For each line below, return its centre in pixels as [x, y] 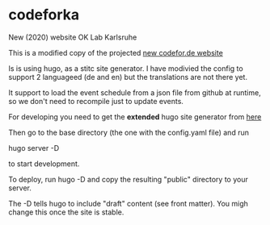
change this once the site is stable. [66, 212]
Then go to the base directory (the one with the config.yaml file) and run [129, 132]
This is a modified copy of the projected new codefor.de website [116, 52]
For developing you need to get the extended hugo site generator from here [135, 117]
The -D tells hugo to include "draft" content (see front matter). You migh [129, 203]
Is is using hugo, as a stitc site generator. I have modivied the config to [126, 68]
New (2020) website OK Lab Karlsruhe [73, 37]
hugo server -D [34, 148]
